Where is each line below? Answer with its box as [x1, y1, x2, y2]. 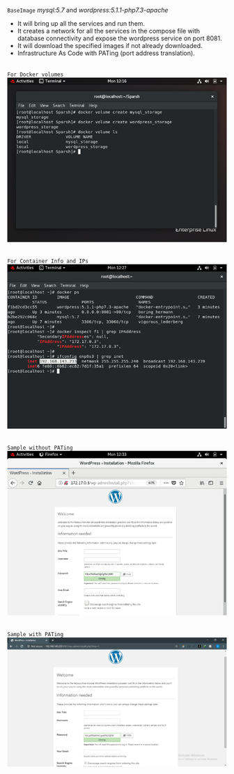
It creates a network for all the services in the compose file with [17, 27, 201, 35]
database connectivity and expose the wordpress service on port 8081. [17, 34, 222, 42]
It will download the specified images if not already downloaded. [17, 42, 203, 49]
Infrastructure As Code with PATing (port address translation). [17, 49, 195, 57]
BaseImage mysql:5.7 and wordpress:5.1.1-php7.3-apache [7, 6, 169, 14]
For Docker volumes [7, 71, 64, 78]
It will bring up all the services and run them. [17, 19, 145, 27]
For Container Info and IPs [7, 258, 89, 264]
